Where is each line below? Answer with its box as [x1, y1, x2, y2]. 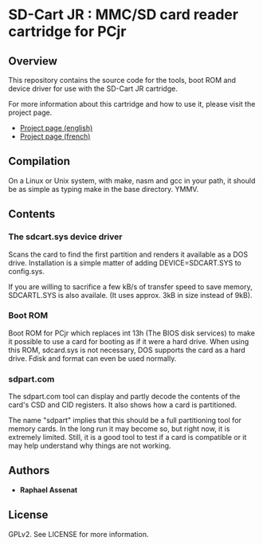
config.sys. [8, 266, 45, 276]
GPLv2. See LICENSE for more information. [8, 529, 149, 539]
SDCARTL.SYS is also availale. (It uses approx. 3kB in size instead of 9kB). [8, 290, 253, 300]
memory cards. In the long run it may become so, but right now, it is [8, 424, 230, 433]
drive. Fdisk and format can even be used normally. [8, 353, 177, 363]
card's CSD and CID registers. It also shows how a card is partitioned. [8, 400, 237, 410]
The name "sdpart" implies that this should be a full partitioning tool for [8, 416, 241, 425]
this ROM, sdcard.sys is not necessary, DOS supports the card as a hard [8, 345, 245, 355]
